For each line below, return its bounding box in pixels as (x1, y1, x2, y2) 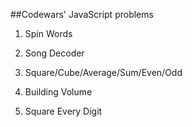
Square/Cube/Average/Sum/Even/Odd (24, 67, 183, 78)
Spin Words (24, 28, 73, 39)
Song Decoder (24, 47, 85, 59)
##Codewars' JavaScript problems (10, 9, 154, 20)
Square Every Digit (24, 105, 103, 117)
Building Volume (24, 86, 93, 98)
